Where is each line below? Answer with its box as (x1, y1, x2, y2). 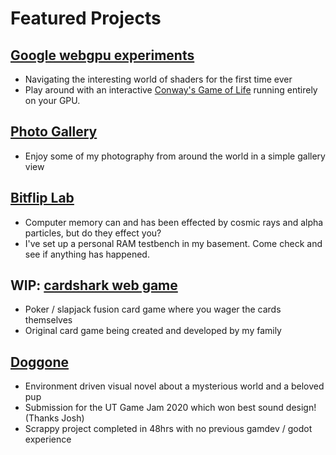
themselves (24, 314, 73, 326)
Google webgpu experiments (10, 47, 195, 64)
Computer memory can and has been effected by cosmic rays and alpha (24, 216, 324, 228)
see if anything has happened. (24, 248, 150, 260)
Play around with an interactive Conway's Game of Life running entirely (24, 84, 318, 96)
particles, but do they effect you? (24, 227, 162, 239)
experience (24, 433, 72, 446)
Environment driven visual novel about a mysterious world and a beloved (24, 380, 325, 392)
